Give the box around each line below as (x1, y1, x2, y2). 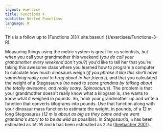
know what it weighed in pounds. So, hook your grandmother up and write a (5, 96, 158, 102)
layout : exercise (5, 7, 41, 12)
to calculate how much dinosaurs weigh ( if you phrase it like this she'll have (5, 69, 158, 76)
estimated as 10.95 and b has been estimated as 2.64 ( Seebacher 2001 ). (5, 122, 151, 128)
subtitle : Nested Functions (5, 16, 63, 21)
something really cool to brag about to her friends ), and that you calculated (5, 75, 157, 81)
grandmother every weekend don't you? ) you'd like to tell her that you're (5, 59, 151, 65)
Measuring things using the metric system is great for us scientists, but (5, 49, 148, 55)
